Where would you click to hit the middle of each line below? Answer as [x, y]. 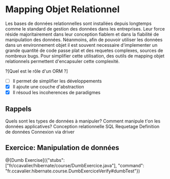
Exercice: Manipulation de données [62, 148]
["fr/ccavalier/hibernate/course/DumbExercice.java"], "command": [75, 165]
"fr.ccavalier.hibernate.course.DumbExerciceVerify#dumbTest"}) [73, 171]
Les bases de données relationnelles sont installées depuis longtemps [78, 23]
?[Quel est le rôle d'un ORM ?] [37, 71]
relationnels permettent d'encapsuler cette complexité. [63, 61]
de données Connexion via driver [40, 132]
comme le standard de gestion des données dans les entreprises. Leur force [85, 28]
